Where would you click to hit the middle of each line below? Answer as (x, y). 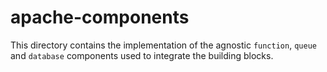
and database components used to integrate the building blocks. (142, 55)
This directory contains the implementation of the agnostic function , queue (163, 45)
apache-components (100, 17)
